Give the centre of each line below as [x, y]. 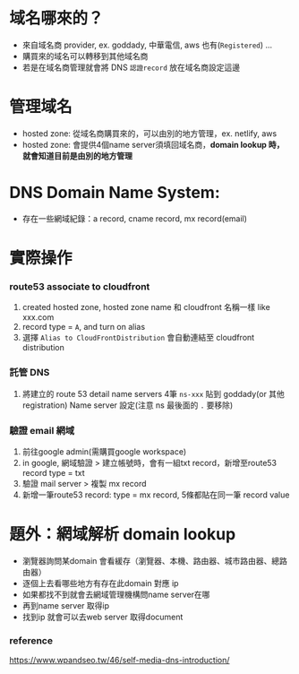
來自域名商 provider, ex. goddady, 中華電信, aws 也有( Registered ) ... [147, 45]
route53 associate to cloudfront [80, 286]
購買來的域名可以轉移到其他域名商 [85, 56]
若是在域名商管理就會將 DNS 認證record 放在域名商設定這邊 [131, 67]
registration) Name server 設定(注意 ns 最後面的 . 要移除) [128, 405]
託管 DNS [30, 373]
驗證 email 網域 [42, 430]
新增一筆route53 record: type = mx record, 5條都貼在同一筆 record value [156, 495]
